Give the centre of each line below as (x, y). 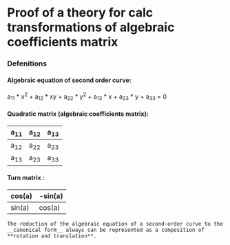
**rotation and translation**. (52, 236)
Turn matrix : (26, 178)
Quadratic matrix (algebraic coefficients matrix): (78, 114)
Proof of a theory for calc (80, 13)
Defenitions (27, 63)
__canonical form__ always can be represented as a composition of (106, 230)
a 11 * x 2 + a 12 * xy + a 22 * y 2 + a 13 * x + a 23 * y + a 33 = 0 (87, 97)
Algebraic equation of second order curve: (70, 80)
